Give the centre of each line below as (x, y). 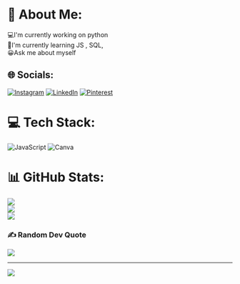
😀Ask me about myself (42, 52)
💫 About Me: (45, 15)
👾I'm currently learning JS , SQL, (55, 45)
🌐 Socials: (31, 75)
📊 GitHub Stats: (56, 177)
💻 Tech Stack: (51, 122)
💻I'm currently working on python (58, 34)
